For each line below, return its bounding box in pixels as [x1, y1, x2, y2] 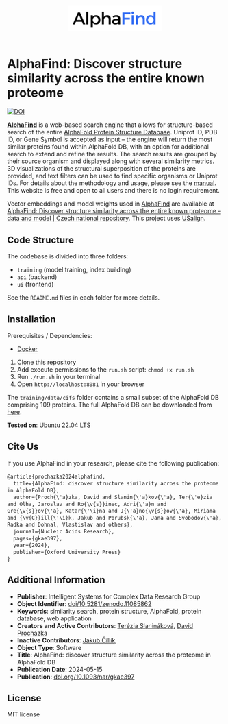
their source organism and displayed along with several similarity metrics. [7, 157, 214, 165]
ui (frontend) [16, 280, 54, 289]
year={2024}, [13, 542, 51, 548]
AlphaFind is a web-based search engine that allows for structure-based [7, 121, 214, 129]
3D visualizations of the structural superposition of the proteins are [7, 165, 197, 173]
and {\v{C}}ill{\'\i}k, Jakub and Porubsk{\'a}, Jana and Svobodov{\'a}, [7, 514, 223, 521]
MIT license [7, 710, 40, 719]
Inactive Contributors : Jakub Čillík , [16, 636, 118, 644]
